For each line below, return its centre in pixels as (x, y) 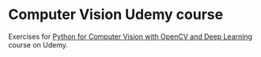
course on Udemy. (38, 44)
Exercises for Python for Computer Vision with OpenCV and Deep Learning (130, 36)
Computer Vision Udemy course (116, 15)
